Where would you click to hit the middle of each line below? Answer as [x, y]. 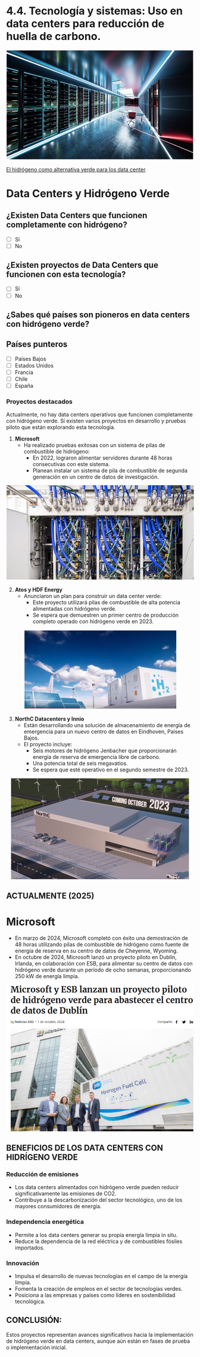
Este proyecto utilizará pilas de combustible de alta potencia [106, 602]
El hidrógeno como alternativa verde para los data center [76, 169]
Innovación [23, 1263]
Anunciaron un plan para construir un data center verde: [93, 596]
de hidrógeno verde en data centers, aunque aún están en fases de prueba [98, 1341]
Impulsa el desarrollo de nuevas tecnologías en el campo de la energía [101, 1276]
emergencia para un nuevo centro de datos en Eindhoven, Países [104, 732]
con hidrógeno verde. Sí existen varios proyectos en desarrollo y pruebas [96, 421]
